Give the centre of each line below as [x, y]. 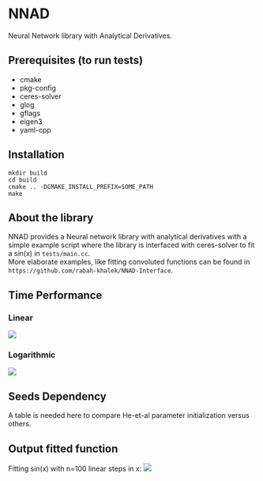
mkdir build [28, 173]
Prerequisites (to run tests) [76, 60]
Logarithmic [32, 355]
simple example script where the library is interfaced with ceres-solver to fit [131, 245]
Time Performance [55, 295]
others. [20, 424]
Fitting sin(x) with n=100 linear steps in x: [75, 468]
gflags [30, 113]
